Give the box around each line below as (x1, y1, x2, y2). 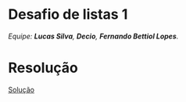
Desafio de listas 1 (8, 5, 128, 24)
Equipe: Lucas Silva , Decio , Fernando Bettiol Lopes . (8, 31, 179, 41)
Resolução (8, 59, 78, 77)
